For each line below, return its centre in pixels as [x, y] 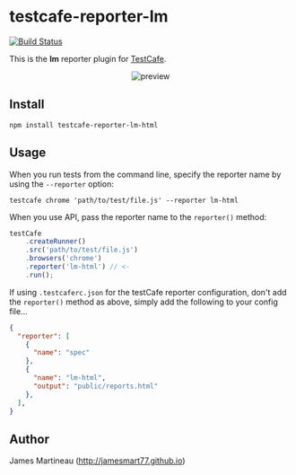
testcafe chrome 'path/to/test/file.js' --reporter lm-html [124, 200]
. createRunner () [56, 242]
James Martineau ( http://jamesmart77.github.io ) [97, 461]
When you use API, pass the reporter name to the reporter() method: [138, 216]
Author [29, 439]
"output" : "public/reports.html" [96, 386]
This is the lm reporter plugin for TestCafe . [88, 58]
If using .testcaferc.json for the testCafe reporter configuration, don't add [148, 292]
